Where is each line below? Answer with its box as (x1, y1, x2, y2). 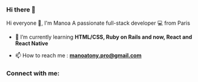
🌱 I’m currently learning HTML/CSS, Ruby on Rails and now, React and (15, 33, 193, 41)
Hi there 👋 (6, 5, 36, 14)
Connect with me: (6, 69, 60, 78)
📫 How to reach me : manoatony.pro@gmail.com (15, 52, 142, 59)
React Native (15, 40, 48, 47)
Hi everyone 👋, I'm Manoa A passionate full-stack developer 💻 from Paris (6, 19, 191, 27)
